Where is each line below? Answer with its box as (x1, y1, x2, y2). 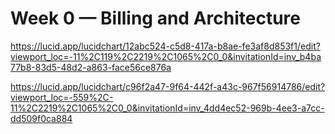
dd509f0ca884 (10, 112, 73, 124)
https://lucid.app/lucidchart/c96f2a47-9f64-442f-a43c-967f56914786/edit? (10, 80, 326, 92)
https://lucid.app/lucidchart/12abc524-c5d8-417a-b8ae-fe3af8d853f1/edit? (10, 40, 321, 52)
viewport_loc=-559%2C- (10, 91, 114, 103)
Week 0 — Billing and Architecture (10, 7, 301, 30)
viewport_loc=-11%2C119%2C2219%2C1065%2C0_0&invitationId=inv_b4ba (10, 50, 322, 62)
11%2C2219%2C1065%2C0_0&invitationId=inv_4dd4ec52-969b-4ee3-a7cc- (10, 102, 325, 114)
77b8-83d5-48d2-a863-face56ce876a (10, 61, 172, 73)
